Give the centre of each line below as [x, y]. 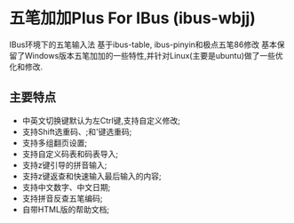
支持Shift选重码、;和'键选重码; [77, 131]
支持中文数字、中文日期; [66, 187]
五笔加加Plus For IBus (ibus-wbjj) [132, 18]
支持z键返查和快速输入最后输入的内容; [91, 176]
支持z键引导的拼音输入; [64, 164]
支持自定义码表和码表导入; [70, 154]
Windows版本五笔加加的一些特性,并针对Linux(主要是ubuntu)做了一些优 [154, 55]
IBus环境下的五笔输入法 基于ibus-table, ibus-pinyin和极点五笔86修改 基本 [143, 44]
